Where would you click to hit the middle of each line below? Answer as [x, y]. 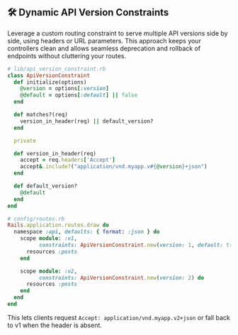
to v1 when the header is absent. [55, 325]
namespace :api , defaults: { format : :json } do [87, 232]
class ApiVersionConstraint [49, 75]
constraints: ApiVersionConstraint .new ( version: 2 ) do [121, 278]
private [25, 141]
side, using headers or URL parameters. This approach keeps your [104, 40]
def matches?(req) [41, 115]
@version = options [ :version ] [65, 89]
